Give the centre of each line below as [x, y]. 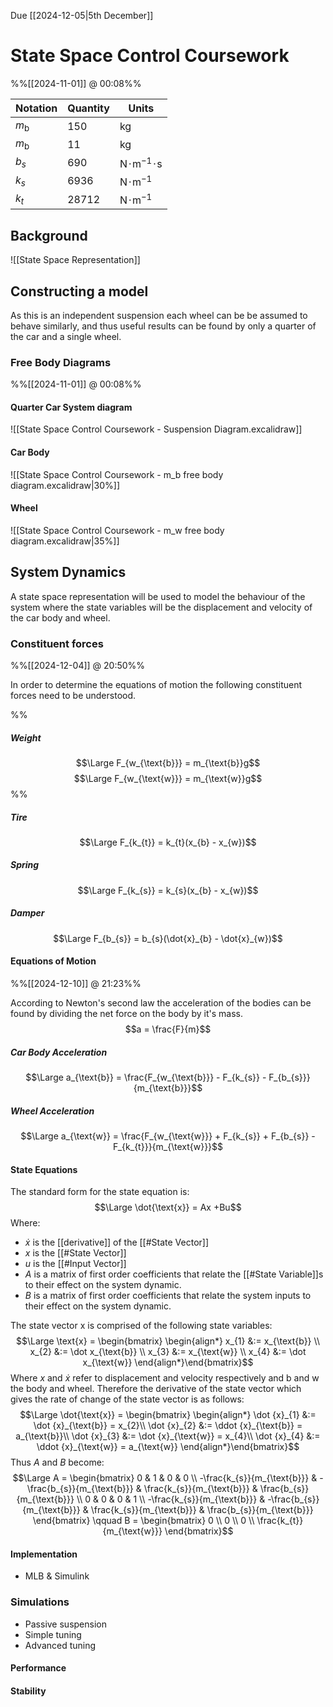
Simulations [40, 1602]
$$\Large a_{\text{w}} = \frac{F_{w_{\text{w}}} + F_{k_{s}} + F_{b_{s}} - [168, 1136]
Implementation [44, 1554]
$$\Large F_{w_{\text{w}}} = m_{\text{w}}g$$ [168, 778]
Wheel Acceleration [52, 1111]
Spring [25, 865]
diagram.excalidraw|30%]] [65, 485]
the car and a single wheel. [66, 336]
